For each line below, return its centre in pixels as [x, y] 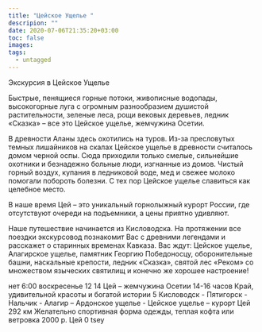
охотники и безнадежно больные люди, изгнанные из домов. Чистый [126, 164]
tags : [17, 52]
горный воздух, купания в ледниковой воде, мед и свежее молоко [122, 172]
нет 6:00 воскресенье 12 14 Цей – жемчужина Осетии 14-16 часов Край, [131, 286]
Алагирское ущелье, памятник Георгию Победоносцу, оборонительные [130, 253]
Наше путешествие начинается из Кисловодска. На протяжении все [125, 228]
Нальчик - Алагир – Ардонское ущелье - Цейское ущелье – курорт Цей [129, 303]
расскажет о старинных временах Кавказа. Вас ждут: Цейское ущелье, [130, 245]
